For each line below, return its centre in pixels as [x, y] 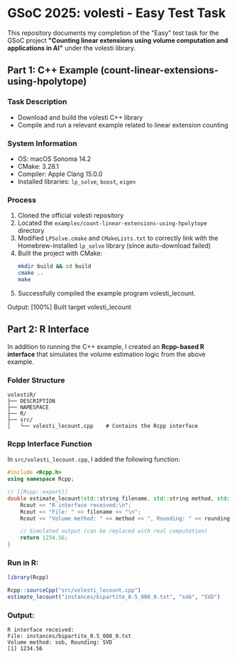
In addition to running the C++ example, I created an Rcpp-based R [106, 346]
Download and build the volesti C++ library [80, 117]
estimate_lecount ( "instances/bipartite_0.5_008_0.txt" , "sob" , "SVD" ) [114, 597]
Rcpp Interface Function [50, 444]
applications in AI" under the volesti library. [72, 48]
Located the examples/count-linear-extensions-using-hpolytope [112, 223]
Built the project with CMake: [60, 254]
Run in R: [23, 563]
